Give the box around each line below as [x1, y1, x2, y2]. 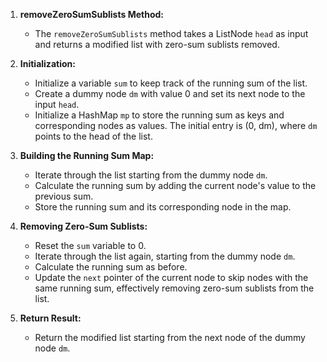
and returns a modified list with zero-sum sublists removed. [34, 39, 280, 50]
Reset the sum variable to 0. [34, 240, 147, 251]
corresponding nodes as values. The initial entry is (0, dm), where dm [34, 120, 318, 131]
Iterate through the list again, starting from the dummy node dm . [34, 250, 296, 262]
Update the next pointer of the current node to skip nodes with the [34, 272, 309, 283]
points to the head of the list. [34, 130, 153, 142]
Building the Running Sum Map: [19, 150, 155, 161]
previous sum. [34, 190, 94, 202]
